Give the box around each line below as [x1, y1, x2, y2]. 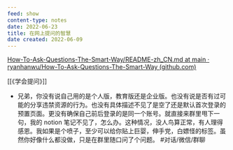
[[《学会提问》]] [7, 77, 48, 86]
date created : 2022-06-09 [7, 36, 83, 43]
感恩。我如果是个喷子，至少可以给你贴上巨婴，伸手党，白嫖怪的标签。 [17, 127, 220, 135]
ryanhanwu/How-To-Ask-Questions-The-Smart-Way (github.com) [7, 63, 197, 71]
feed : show [7, 10, 39, 17]
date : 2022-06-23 [7, 23, 58, 30]
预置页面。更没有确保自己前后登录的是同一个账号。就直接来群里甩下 [17, 110, 214, 118]
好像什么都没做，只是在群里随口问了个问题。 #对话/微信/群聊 [29, 135, 206, 144]
